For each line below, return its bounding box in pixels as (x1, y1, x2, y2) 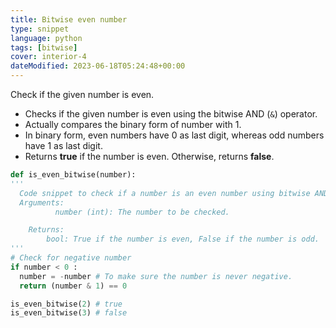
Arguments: (19, 197, 65, 208)
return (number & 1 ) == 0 (19, 281, 128, 291)
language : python (10, 33, 83, 43)
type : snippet (10, 24, 70, 34)
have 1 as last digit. (24, 140, 103, 151)
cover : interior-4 (10, 52, 87, 62)
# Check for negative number (10, 253, 132, 263)
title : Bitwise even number (10, 14, 128, 25)
